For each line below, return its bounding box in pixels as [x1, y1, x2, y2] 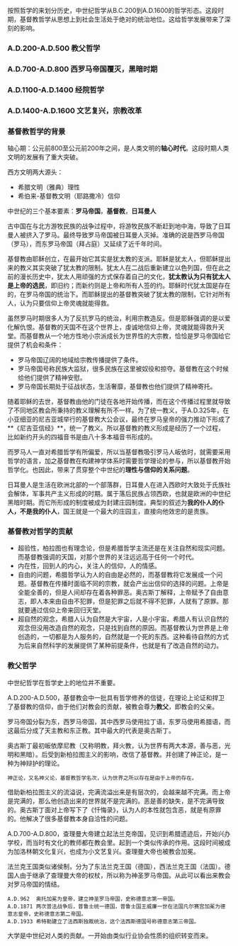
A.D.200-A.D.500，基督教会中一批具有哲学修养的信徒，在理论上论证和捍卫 [7, 693, 225, 702]
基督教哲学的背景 [7, 126, 66, 136]
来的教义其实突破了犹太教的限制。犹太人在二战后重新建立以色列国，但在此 [7, 263, 225, 271]
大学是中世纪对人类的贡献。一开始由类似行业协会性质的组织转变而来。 [7, 931, 212, 940]
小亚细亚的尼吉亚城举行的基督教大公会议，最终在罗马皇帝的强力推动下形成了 [7, 415, 231, 423]
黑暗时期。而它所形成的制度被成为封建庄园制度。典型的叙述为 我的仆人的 [7, 498, 218, 507]
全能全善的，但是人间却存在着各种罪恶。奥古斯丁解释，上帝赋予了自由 [17, 588, 223, 597]
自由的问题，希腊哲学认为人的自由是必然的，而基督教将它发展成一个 [17, 570, 217, 579]
